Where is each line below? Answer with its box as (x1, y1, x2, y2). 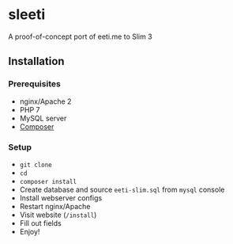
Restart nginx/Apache (19, 201, 91, 211)
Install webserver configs (19, 193, 103, 203)
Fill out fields (19, 218, 62, 227)
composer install (19, 177, 77, 185)
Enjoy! (19, 227, 40, 236)
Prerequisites (8, 78, 61, 90)
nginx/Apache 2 (19, 97, 72, 106)
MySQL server (19, 113, 67, 123)
